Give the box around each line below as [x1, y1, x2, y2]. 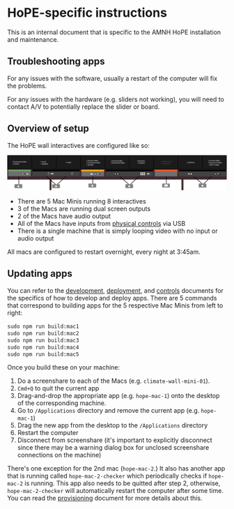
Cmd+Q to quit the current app [17, 383, 100, 392]
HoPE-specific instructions [7, 5, 167, 21]
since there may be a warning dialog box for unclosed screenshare [17, 443, 210, 451]
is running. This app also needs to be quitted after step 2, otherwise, [24, 479, 221, 487]
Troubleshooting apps [7, 56, 105, 68]
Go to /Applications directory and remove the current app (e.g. [17, 406, 200, 414]
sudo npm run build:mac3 [7, 337, 79, 344]
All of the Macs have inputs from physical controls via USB [17, 219, 186, 227]
